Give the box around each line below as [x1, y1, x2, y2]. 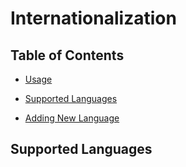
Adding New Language [24, 112, 120, 124]
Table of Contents [10, 47, 125, 64]
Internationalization [10, 7, 177, 30]
